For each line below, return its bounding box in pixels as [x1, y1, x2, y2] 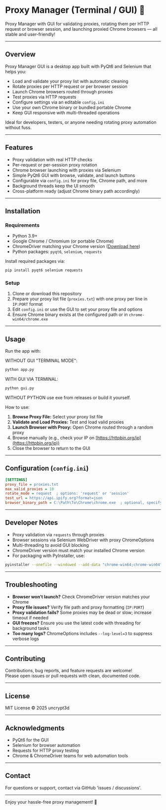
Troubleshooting [5, 580, 58, 589]
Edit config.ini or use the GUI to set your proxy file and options [12, 306, 143, 313]
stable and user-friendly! [5, 31, 55, 37]
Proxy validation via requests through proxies [12, 531, 105, 537]
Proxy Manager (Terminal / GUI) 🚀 [5, 4, 145, 16]
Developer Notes [5, 519, 58, 527]
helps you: [5, 69, 27, 75]
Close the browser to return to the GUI [12, 445, 90, 451]
